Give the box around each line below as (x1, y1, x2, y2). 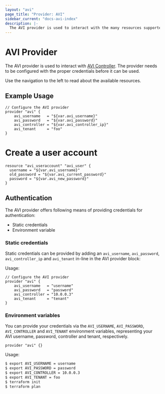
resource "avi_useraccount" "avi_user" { (5, 163, 91, 168)
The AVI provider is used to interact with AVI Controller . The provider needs (5, 63, 158, 69)
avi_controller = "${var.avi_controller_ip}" (14, 122, 109, 127)
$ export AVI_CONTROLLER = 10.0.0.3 (5, 370, 80, 375)
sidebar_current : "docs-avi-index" (5, 16, 78, 21)
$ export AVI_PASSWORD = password (5, 366, 76, 371)
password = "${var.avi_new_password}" (9, 176, 89, 181)
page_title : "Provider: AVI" (5, 12, 65, 17)
